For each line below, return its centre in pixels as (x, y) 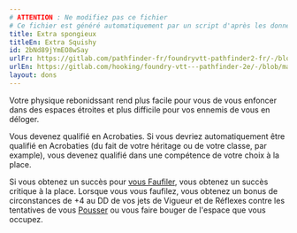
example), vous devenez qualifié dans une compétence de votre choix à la (145, 155)
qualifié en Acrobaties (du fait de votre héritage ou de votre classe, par (138, 145)
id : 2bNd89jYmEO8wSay (49, 50)
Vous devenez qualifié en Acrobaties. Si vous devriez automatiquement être (147, 136)
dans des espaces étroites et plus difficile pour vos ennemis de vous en (140, 109)
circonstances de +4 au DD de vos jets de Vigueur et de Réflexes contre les (147, 200)
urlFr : (21, 58)
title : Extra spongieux (53, 34)
